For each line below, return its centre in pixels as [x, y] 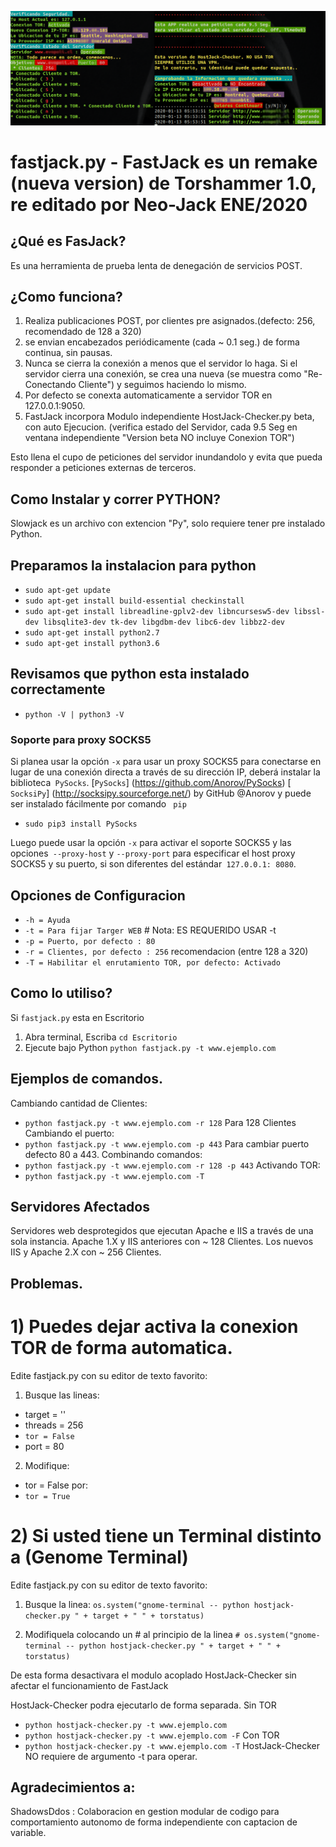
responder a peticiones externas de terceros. [103, 468]
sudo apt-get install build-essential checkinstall [134, 601]
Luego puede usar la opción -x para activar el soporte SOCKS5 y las [151, 843]
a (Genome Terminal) [99, 1557]
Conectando [50, 385]
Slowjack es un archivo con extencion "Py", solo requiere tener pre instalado [168, 523]
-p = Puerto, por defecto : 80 [90, 941]
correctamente [58, 689]
